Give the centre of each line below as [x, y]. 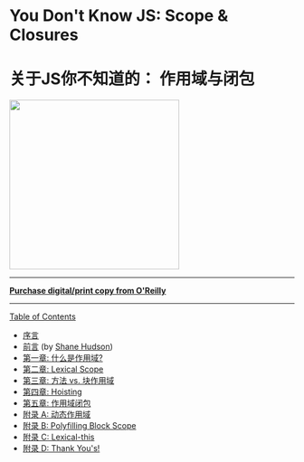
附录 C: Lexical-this [58, 437]
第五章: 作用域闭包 [57, 403]
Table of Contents [43, 316]
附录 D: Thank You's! [61, 448]
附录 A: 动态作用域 [57, 415]
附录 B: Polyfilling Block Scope [79, 426]
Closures [44, 35]
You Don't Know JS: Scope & [119, 16]
